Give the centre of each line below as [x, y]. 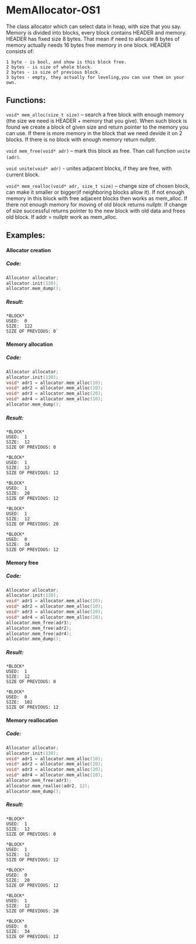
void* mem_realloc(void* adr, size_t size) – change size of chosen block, [98, 186]
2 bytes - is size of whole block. [49, 67]
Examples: [26, 236]
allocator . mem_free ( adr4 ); [39, 634]
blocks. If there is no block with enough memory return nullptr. [81, 139]
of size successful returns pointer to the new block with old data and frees [96, 211]
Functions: [26, 100]
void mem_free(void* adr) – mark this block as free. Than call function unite [98, 150]
